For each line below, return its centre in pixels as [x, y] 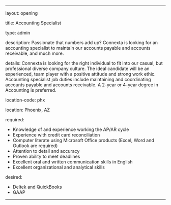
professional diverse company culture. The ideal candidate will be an [77, 69]
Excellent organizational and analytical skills [59, 167]
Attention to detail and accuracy [46, 151]
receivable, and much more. [35, 53]
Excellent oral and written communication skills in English [73, 162]
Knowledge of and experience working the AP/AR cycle [71, 129]
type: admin [18, 33]
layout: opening [22, 13]
